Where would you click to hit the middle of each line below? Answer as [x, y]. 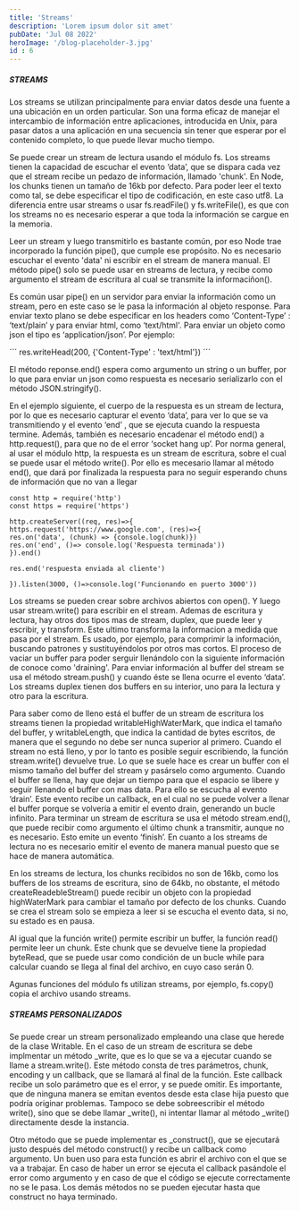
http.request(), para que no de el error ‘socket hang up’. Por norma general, [148, 444]
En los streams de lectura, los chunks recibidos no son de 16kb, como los [144, 874]
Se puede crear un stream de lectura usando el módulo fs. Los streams [140, 158]
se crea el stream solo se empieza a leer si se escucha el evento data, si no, [149, 912]
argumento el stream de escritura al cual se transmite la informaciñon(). [141, 279]
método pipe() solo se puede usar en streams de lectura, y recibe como [141, 270]
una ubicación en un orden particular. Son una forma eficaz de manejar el [145, 112]
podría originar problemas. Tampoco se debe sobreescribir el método [137, 1104]
